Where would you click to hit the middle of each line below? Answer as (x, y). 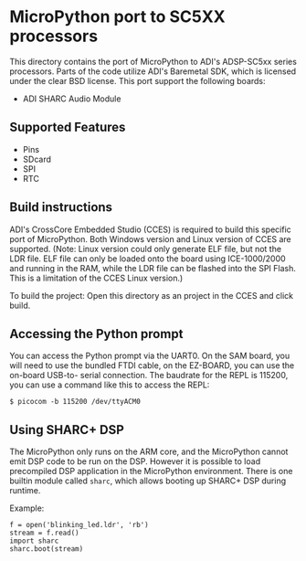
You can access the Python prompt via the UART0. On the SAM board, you (150, 356)
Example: (27, 508)
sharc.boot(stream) (47, 549)
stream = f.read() (44, 533)
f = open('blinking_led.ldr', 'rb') (79, 525)
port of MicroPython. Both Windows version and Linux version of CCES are (151, 238)
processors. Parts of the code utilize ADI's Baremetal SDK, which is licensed (153, 71)
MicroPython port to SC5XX (117, 17)
